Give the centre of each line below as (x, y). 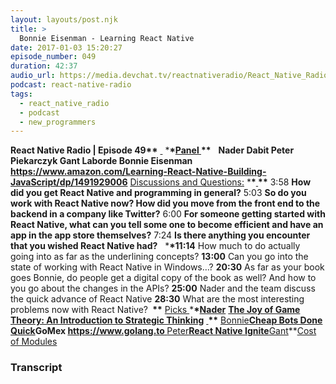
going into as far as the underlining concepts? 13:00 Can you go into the (159, 257)
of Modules (34, 342)
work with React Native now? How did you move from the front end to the (165, 203)
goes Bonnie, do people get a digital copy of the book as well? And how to (163, 278)
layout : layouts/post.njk (64, 19)
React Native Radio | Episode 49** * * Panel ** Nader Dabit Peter (152, 150)
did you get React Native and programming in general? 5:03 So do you (158, 193)
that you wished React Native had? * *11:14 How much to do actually (155, 246)
